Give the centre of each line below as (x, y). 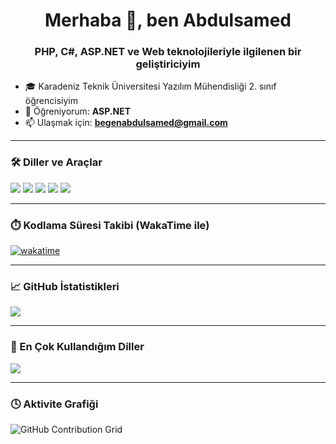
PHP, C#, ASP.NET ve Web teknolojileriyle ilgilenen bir (168, 52)
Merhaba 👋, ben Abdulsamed (168, 20)
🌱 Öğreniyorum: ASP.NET (78, 111)
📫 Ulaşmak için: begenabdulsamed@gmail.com (126, 123)
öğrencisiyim (51, 101)
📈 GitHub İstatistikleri (65, 286)
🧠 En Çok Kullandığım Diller (77, 347)
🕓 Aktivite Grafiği (54, 404)
